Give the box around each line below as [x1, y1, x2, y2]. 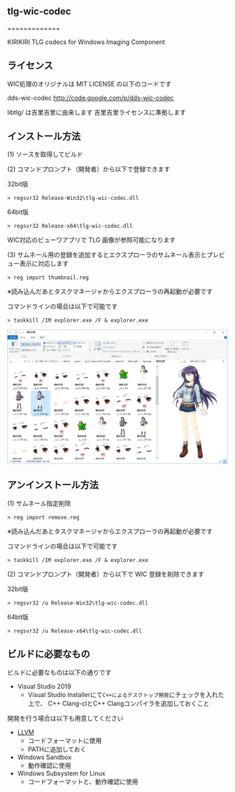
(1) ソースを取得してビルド [7, 150, 83, 159]
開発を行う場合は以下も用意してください [7, 714, 124, 722]
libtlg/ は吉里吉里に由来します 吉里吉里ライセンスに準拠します [7, 108, 187, 116]
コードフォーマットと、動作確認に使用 [27, 777, 138, 786]
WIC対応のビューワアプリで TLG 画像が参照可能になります [7, 236, 176, 244]
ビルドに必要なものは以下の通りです [7, 668, 112, 677]
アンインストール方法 [7, 479, 99, 491]
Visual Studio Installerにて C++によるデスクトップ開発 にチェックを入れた [27, 690, 225, 698]
